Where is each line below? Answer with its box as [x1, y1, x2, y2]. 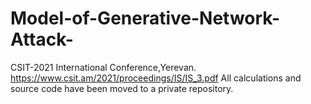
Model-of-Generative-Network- [10, 7, 281, 30]
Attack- [10, 28, 74, 51]
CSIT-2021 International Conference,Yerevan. [10, 61, 197, 73]
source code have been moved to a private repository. [10, 82, 234, 94]
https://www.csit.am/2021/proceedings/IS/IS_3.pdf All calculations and [10, 72, 302, 84]
